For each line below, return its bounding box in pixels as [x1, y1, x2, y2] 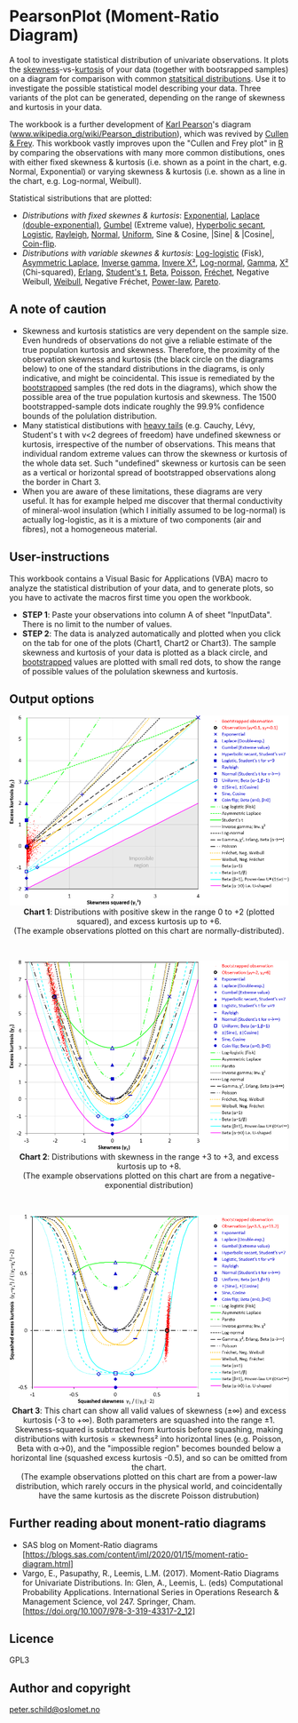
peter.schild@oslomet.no [9, 1704, 100, 1715]
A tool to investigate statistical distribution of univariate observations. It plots [9, 54, 289, 65]
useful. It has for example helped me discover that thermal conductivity [21, 495, 283, 506]
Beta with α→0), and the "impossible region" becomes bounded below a [17, 1442, 281, 1454]
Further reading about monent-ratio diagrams [9, 1516, 267, 1531]
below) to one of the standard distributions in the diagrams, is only [21, 363, 265, 374]
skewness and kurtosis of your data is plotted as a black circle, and [21, 647, 268, 658]
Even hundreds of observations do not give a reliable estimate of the [21, 335, 273, 346]
